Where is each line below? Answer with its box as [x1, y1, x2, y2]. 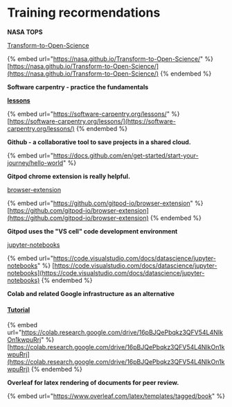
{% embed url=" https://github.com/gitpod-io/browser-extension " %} [7, 199, 204, 207]
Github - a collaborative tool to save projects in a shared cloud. [7, 137, 192, 146]
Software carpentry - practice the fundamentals [7, 83, 149, 91]
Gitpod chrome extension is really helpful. [7, 172, 130, 180]
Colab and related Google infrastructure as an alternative [7, 289, 175, 297]
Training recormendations [7, 5, 161, 21]
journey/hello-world [7, 158, 64, 167]
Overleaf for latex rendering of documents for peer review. [7, 379, 179, 387]
